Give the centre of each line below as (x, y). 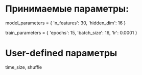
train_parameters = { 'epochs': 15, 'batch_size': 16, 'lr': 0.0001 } (71, 32)
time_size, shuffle (24, 67)
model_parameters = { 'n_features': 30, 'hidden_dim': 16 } (66, 23)
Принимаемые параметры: (67, 9)
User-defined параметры (61, 53)
